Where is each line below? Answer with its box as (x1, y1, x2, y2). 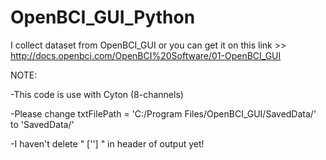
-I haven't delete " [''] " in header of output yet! (10, 137, 205, 150)
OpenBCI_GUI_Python (10, 6, 196, 29)
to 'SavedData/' (10, 118, 75, 130)
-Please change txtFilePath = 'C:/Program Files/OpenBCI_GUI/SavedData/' (10, 107, 317, 120)
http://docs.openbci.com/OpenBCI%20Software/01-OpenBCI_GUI (10, 49, 282, 61)
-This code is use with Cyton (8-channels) (10, 88, 184, 100)
